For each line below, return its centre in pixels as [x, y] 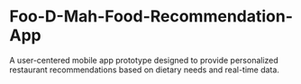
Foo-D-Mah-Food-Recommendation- [151, 17]
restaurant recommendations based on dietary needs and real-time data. [144, 70]
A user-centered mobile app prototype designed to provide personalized [144, 60]
